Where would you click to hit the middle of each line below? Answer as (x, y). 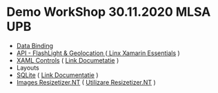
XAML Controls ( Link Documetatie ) (68, 60)
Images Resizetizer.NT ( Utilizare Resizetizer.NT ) (86, 82)
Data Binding (34, 45)
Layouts (28, 68)
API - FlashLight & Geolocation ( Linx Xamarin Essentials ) (98, 53)
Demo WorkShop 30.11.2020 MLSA (109, 12)
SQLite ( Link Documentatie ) (57, 75)
